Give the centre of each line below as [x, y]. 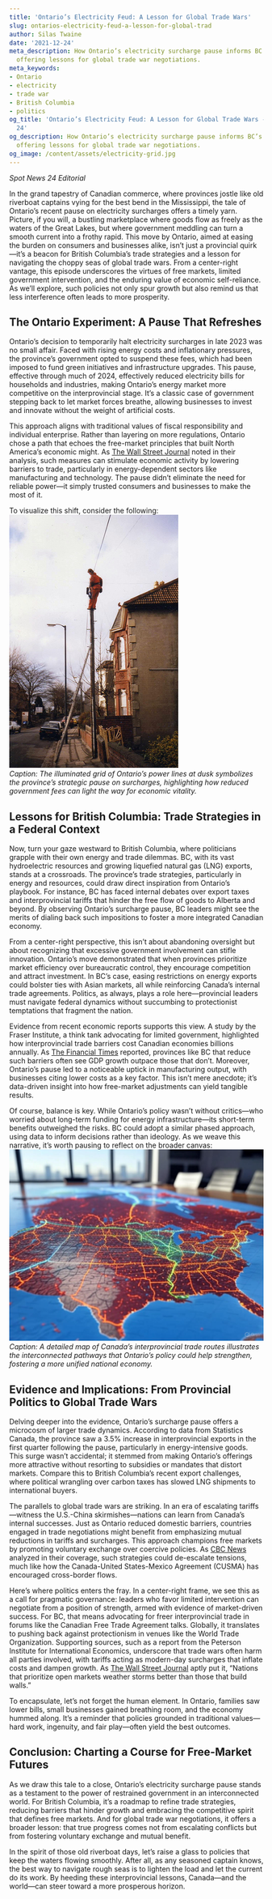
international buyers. [44, 1491]
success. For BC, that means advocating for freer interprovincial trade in [129, 1616]
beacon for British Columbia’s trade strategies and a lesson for [137, 253]
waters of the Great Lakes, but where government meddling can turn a [126, 228]
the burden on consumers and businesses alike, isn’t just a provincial [124, 245]
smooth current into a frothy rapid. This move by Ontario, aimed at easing [131, 236]
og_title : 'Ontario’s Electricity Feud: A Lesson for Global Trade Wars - [138, 120]
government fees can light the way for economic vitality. [103, 791]
